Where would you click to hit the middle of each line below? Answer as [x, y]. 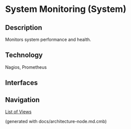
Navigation [22, 100]
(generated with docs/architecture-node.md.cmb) [56, 122]
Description [24, 28]
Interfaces [22, 83]
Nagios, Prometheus [26, 67]
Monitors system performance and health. [48, 39]
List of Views [18, 112]
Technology [24, 55]
